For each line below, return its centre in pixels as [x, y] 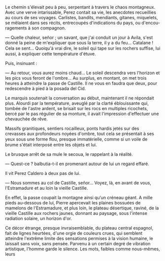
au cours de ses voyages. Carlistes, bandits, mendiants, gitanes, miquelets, [82, 17]
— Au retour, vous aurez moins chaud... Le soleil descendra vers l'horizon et [82, 73]
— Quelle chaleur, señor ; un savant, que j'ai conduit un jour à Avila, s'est [79, 37]
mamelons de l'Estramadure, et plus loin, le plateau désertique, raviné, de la [82, 208]
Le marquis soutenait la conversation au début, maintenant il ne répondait [80, 98]
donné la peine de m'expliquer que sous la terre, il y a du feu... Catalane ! [79, 43]
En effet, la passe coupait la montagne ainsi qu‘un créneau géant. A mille [79, 198]
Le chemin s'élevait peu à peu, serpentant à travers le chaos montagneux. [80, 7]
